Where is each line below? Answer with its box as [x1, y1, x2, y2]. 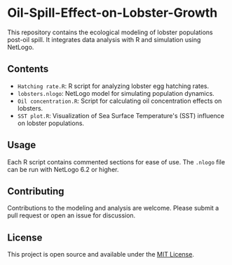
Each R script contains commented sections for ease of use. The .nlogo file [7, 157, 226, 166]
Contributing [7, 185, 64, 197]
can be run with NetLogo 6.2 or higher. [7, 165, 119, 173]
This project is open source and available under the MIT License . [7, 250, 195, 259]
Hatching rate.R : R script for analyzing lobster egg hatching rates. [17, 82, 210, 90]
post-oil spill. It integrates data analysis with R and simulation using [7, 35, 201, 43]
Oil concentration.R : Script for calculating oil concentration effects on [17, 96, 222, 105]
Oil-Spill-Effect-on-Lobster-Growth [7, 5, 218, 21]
